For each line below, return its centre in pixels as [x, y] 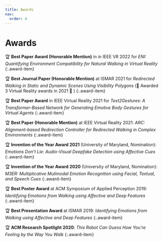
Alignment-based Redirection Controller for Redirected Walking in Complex [81, 130]
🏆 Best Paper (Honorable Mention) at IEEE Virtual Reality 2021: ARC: [75, 123]
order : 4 [18, 19]
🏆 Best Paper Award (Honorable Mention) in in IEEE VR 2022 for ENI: [76, 57]
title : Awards [20, 10]
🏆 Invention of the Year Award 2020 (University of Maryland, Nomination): [81, 167]
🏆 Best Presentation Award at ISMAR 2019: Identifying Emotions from [76, 211]
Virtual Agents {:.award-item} [35, 113]
